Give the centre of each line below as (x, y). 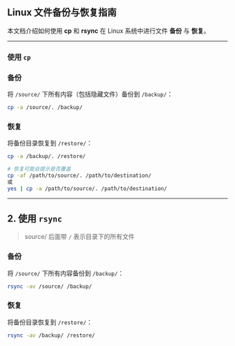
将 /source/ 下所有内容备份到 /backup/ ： (66, 273)
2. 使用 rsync (35, 218)
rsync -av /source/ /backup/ (50, 286)
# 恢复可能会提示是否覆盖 (39, 169)
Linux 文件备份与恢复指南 (62, 13)
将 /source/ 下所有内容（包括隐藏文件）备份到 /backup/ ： (90, 94)
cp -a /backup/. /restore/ (47, 157)
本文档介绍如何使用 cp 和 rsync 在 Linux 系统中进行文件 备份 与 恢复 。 (108, 31)
